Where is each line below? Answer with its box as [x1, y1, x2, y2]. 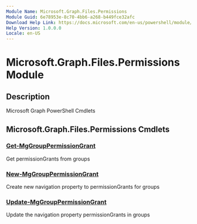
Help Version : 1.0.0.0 [6, 25, 62, 31]
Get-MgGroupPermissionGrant [6, 142, 96, 150]
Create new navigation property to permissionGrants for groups [6, 183, 160, 190]
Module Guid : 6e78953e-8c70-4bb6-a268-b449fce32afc [6, 14, 135, 20]
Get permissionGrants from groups [6, 155, 90, 162]
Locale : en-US [6, 31, 41, 36]
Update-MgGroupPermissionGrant [6, 198, 107, 206]
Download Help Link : [6, 19, 57, 25]
